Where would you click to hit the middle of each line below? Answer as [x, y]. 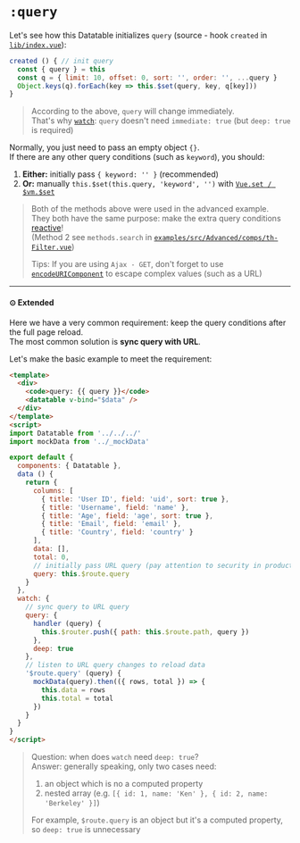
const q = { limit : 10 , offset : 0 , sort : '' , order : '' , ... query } [147, 78]
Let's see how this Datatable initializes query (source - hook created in [138, 35]
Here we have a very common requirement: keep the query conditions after [148, 322]
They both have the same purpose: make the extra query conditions [156, 219]
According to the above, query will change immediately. [133, 112]
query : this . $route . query [81, 574]
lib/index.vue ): [38, 45]
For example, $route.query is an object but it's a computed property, [157, 820]
